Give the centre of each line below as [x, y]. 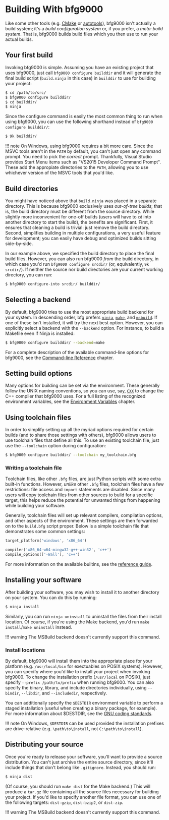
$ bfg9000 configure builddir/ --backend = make [55, 342]
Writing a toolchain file [34, 467]
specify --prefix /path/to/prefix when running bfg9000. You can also [80, 682]
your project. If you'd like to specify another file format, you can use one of [83, 797]
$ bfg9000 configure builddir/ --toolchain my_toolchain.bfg [71, 455]
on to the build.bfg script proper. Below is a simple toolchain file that [77, 526]
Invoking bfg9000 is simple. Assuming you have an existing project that [79, 67]
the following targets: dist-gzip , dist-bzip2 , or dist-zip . [64, 802]
